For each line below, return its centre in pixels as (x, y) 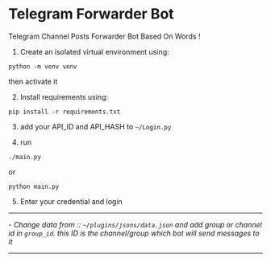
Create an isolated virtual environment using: (94, 51)
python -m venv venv (43, 66)
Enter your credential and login (71, 201)
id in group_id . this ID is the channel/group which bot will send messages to (134, 233)
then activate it (33, 81)
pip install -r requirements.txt (65, 112)
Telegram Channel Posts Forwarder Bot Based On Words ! (104, 36)
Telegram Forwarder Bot (92, 14)
